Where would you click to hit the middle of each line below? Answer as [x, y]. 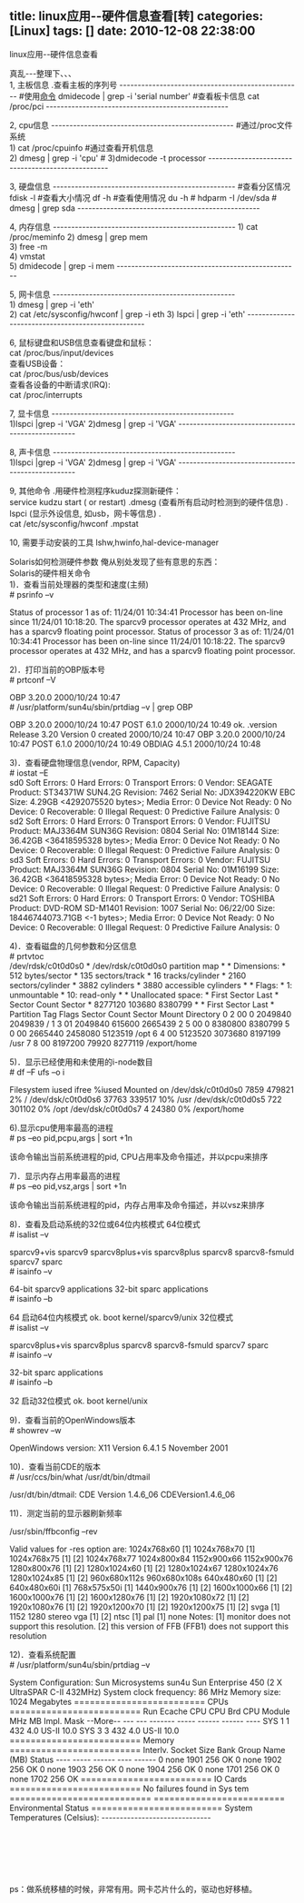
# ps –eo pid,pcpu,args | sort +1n [71, 1137]
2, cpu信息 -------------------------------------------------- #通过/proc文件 [151, 124]
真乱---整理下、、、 [43, 73]
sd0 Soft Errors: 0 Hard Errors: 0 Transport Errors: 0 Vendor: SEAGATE [141, 782]
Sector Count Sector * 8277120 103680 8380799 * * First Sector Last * [142, 1004]
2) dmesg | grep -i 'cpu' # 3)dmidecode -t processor [108, 158]
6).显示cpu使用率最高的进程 [61, 1127]
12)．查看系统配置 [43, 1654]
